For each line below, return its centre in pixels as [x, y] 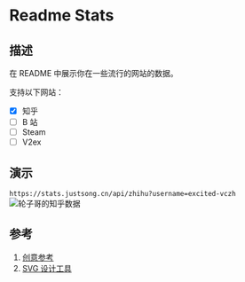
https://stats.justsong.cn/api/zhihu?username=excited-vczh [123, 194]
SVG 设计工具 [47, 268]
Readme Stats [62, 16]
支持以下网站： [36, 92]
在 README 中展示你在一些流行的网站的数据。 [94, 73]
